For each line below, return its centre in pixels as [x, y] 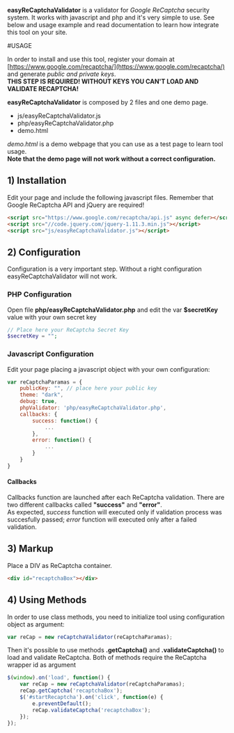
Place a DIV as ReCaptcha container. [60, 565]
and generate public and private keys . [62, 74]
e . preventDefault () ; [62, 703]
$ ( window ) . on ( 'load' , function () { [59, 678]
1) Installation [37, 181]
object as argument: [36, 624]
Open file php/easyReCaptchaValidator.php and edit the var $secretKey [112, 310]
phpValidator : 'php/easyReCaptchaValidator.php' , [93, 408]
